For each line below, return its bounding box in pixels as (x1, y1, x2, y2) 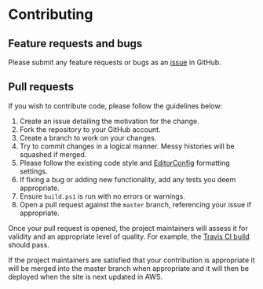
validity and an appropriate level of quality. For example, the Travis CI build (8, 232, 250, 241)
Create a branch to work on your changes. (19, 133, 157, 142)
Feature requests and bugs (8, 37, 143, 50)
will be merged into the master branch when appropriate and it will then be (8, 263, 250, 273)
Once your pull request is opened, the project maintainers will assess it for (8, 223, 249, 232)
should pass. (8, 240, 49, 249)
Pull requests (8, 80, 75, 93)
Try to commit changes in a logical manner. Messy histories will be (19, 141, 235, 151)
